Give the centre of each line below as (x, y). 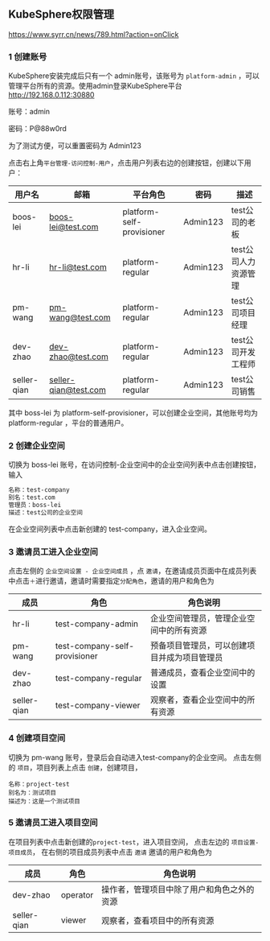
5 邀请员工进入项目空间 (53, 823)
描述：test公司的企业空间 (45, 513)
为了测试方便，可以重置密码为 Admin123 (75, 146)
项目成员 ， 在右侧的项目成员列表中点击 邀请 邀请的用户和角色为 (110, 852)
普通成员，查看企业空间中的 (202, 673)
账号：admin (29, 112)
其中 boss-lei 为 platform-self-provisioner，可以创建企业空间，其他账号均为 (133, 413)
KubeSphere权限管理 (61, 14)
